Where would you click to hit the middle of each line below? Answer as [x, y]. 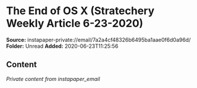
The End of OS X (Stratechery [80, 11]
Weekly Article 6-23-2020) [75, 23]
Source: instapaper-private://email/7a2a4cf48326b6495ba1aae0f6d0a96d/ [99, 40]
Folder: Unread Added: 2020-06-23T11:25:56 [62, 46]
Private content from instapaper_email [53, 79]
